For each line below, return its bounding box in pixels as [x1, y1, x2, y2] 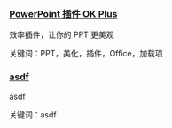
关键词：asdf [9, 109, 58, 120]
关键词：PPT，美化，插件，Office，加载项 [9, 49, 163, 59]
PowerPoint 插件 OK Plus [9, 7, 118, 19]
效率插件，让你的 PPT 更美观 [9, 29, 114, 41]
